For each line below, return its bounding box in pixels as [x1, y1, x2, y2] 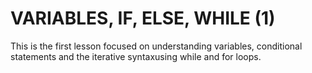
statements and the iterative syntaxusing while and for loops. [10, 50, 262, 62]
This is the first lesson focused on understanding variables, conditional [10, 40, 303, 52]
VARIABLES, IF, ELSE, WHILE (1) [10, 7, 276, 30]
